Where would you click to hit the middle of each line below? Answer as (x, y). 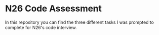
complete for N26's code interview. (41, 27)
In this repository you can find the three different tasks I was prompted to (79, 22)
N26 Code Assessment (54, 9)
